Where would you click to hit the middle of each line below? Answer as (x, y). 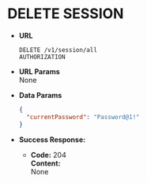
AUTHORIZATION (42, 57)
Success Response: (52, 140)
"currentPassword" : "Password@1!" (83, 117)
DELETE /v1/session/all (58, 50)
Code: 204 (48, 155)
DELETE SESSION (66, 14)
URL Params (39, 71)
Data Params (40, 95)
